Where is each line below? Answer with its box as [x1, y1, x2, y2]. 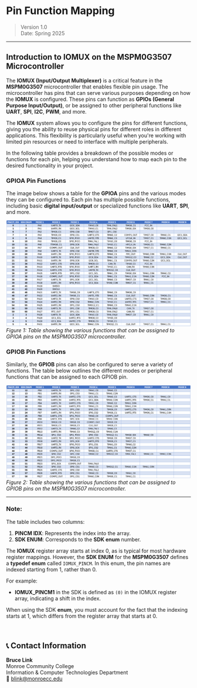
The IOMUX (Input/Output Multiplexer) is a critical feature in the [6, 77, 163, 84]
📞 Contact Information [6, 641, 86, 651]
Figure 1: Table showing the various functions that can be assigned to [6, 326, 175, 333]
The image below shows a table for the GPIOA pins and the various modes [6, 190, 186, 197]
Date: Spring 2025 [20, 29, 65, 36]
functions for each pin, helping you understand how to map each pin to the [6, 155, 187, 162]
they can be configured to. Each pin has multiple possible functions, [6, 196, 171, 203]
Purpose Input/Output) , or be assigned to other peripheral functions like [6, 101, 182, 109]
